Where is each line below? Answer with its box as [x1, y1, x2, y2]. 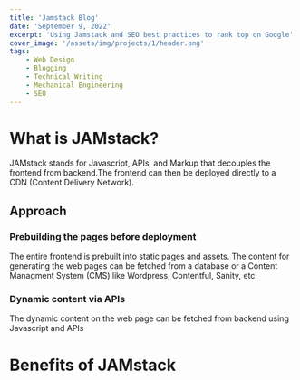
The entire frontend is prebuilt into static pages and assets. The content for [9, 251, 290, 262]
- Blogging [25, 64, 67, 73]
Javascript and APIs [9, 323, 84, 334]
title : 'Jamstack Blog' [9, 13, 100, 23]
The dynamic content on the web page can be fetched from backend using [9, 313, 290, 324]
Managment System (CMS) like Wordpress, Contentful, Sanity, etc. [9, 271, 258, 281]
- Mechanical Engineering [25, 81, 124, 90]
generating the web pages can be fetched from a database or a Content [9, 261, 278, 271]
